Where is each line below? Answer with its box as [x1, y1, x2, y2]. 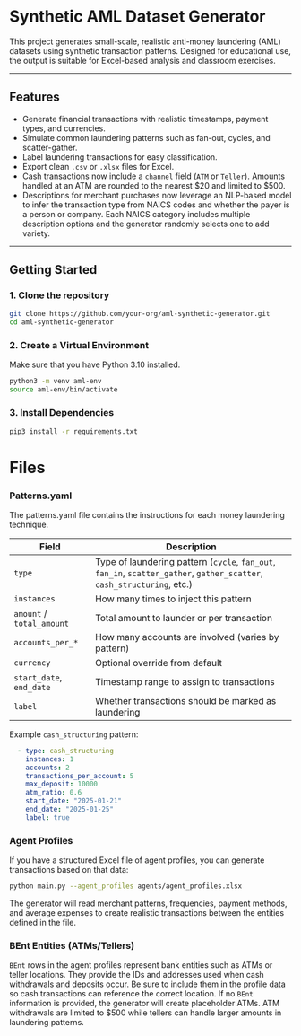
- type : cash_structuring [17, 746, 115, 755]
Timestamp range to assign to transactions [95, 675, 275, 688]
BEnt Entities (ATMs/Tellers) [9, 939, 135, 952]
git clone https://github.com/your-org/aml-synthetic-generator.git [9, 310, 271, 319]
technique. [9, 519, 49, 530]
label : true [25, 812, 70, 822]
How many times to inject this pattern [95, 593, 253, 605]
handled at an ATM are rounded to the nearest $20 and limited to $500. [21, 180, 286, 190]
